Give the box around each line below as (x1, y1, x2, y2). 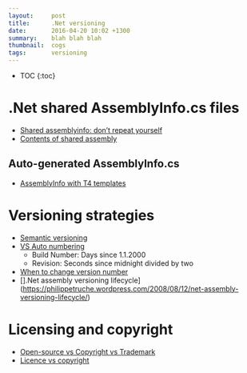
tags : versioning (8, 49, 88, 57)
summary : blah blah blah (8, 34, 102, 42)
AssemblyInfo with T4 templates (19, 178, 126, 188)
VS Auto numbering (19, 241, 86, 251)
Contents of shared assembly (19, 134, 118, 143)
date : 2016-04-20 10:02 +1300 (8, 26, 130, 34)
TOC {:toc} (19, 71, 56, 80)
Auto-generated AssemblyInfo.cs (8, 157, 180, 170)
